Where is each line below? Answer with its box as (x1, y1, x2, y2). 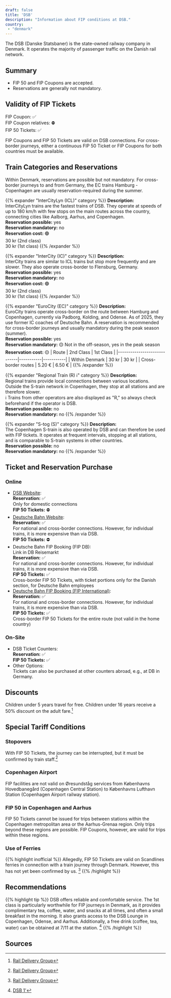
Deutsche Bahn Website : (12, 514, 65, 520)
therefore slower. (5, 389, 41, 395)
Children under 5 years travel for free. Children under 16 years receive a (5, 701, 156, 708)
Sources (5, 939, 33, 948)
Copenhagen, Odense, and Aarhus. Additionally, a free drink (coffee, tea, (5, 918, 158, 924)
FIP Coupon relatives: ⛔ (5, 120, 55, 126)
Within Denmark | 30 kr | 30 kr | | (71, 356, 140, 362)
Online (5, 478, 22, 485)
